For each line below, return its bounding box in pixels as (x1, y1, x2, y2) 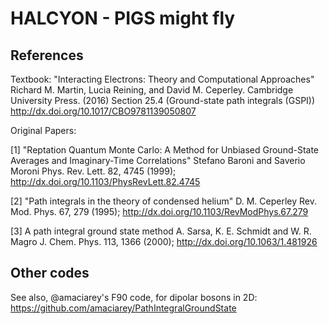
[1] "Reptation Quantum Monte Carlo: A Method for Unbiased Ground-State (10, 144, 320, 156)
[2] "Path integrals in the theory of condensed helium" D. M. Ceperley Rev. (10, 195, 317, 207)
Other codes (10, 265, 90, 282)
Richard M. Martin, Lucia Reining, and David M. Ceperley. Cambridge (10, 84, 294, 96)
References (10, 47, 84, 64)
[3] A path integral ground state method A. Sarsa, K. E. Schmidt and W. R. (10, 225, 312, 237)
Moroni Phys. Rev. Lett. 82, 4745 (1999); (10, 165, 177, 177)
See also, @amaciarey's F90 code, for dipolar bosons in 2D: (10, 291, 258, 303)
